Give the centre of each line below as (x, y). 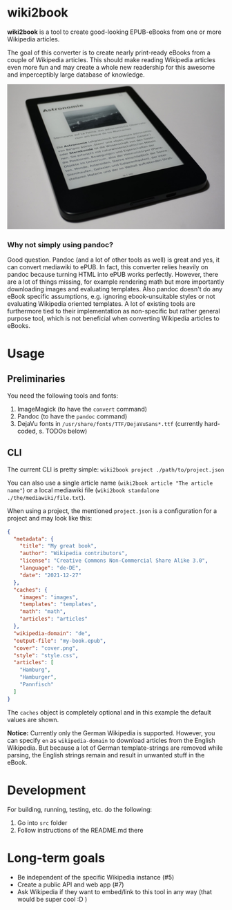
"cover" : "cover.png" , (46, 648)
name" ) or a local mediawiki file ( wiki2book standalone (83, 490)
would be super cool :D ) (52, 899)
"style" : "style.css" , (46, 655)
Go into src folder (42, 822)
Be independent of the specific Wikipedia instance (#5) (96, 877)
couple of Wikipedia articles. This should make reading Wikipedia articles (112, 59)
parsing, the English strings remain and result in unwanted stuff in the (106, 755)
